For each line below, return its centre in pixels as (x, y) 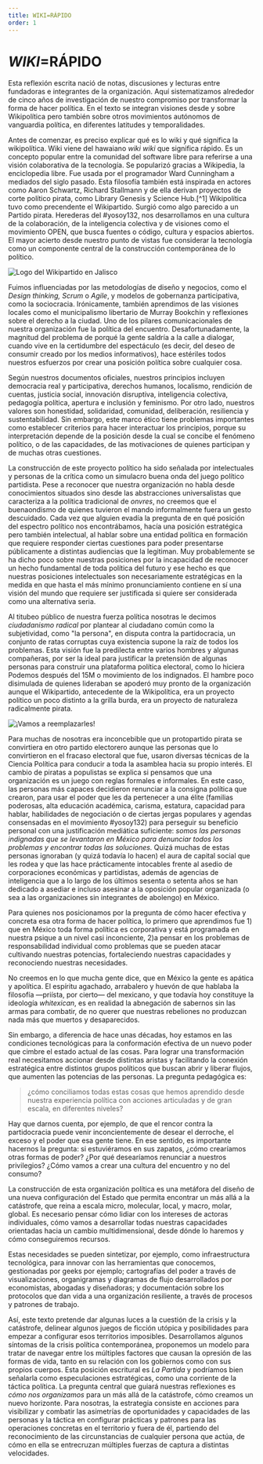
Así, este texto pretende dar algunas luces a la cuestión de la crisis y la (122, 1319)
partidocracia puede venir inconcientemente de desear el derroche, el (121, 1133)
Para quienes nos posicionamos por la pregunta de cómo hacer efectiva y (127, 913)
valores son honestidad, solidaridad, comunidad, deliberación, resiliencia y (128, 411)
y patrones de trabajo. (44, 1305)
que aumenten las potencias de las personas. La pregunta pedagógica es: (127, 1077)
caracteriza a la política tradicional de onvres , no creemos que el (112, 501)
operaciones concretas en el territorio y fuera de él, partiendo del (113, 1428)
